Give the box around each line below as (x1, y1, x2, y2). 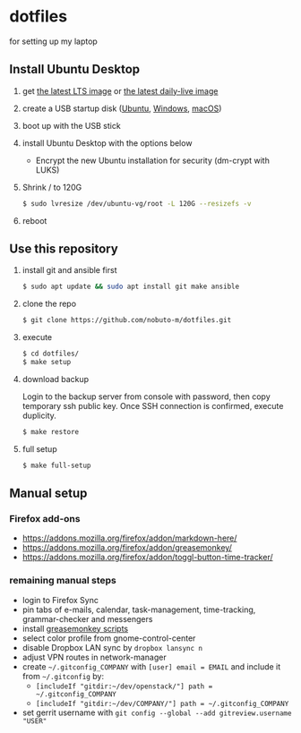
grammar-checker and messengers (21, 613, 153, 624)
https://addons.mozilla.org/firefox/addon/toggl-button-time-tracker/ (21, 552, 273, 563)
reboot (21, 215, 47, 226)
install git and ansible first (21, 265, 118, 276)
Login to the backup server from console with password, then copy (21, 391, 271, 402)
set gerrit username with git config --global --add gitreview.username (21, 707, 292, 718)
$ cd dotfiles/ (21, 349, 80, 359)
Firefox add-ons (9, 513, 81, 524)
